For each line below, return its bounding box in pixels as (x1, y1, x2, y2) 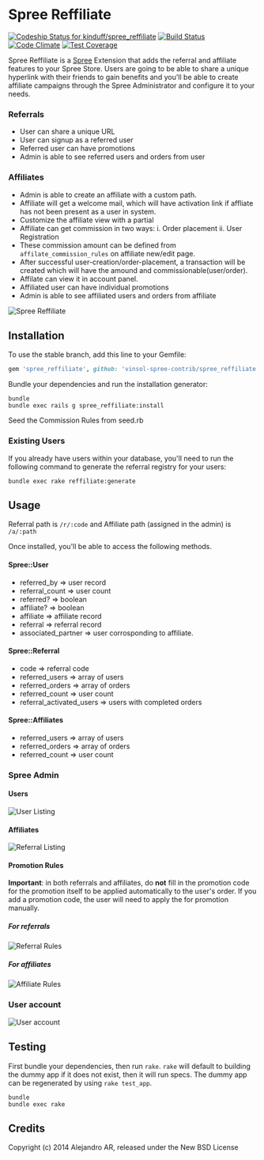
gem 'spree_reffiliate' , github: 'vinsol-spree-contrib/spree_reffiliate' (8, 366, 260, 373)
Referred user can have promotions (19, 144, 136, 154)
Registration (19, 232, 59, 241)
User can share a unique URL (19, 127, 115, 136)
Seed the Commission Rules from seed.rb (8, 415, 144, 425)
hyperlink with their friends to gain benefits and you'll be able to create (8, 72, 239, 82)
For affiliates (8, 960, 51, 969)
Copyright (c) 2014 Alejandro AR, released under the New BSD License (8, 1143, 239, 1152)
